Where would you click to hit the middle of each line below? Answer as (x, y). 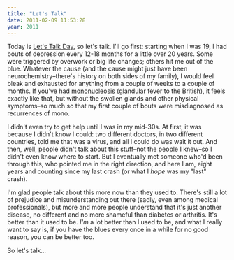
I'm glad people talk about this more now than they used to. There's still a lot (117, 192)
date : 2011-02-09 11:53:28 (46, 20)
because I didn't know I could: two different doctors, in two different (105, 134)
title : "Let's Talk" (37, 14)
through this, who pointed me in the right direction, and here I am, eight (110, 164)
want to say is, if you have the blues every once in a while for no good (108, 230)
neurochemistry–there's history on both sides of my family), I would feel (111, 76)
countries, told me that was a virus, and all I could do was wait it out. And (112, 142)
